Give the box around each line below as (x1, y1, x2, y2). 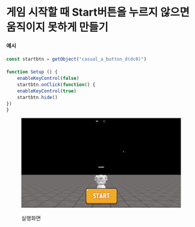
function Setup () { (6, 69, 58, 75)
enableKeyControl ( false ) (17, 76, 79, 82)
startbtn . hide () (17, 94, 58, 100)
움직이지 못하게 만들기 (6, 20, 108, 34)
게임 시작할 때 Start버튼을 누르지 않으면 (6, 5, 190, 19)
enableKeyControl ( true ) (17, 88, 77, 94)
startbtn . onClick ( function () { (17, 82, 96, 88)
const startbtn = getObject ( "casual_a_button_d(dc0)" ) (6, 56, 147, 62)
